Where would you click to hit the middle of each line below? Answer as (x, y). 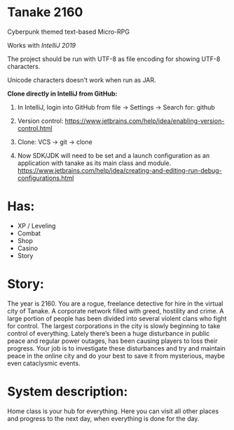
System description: (68, 391)
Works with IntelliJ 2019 (42, 45)
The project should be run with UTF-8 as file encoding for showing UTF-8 (114, 59)
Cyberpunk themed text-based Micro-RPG (68, 32)
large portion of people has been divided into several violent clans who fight (117, 318)
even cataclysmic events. (44, 363)
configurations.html (46, 178)
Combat (29, 233)
